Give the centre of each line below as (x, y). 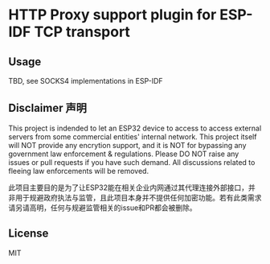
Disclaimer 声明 (47, 108)
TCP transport (82, 32)
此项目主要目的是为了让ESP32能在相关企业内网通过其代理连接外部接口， (129, 188)
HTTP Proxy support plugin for (112, 15)
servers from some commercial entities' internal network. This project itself (133, 136)
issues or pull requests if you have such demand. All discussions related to (132, 162)
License (29, 234)
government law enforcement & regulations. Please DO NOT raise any (124, 154)
